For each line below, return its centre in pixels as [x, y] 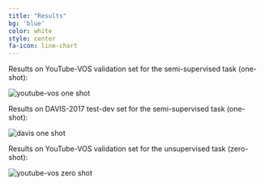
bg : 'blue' [27, 23]
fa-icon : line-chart [43, 46]
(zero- [238, 149]
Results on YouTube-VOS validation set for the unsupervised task [117, 149]
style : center [32, 38]
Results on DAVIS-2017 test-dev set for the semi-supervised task [117, 109]
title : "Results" [38, 16]
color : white [30, 31]
